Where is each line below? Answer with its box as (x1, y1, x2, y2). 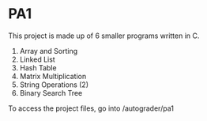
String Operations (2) (19, 80, 89, 89)
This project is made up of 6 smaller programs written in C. (8, 31, 200, 40)
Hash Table (19, 62, 57, 72)
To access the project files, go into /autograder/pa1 (8, 104, 174, 113)
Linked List (19, 55, 55, 64)
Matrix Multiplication (19, 71, 87, 81)
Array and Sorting (19, 46, 78, 55)
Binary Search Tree (19, 88, 83, 97)
